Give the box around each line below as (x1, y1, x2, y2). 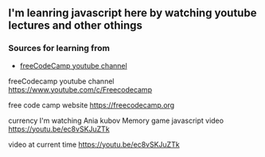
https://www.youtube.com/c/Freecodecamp (8, 84, 153, 94)
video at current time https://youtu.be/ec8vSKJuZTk (8, 139, 181, 149)
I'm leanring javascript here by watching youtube (8, 6, 257, 20)
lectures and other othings (8, 19, 143, 33)
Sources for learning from (8, 43, 110, 54)
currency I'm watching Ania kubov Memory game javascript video (8, 116, 224, 125)
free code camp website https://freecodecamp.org (8, 100, 175, 110)
